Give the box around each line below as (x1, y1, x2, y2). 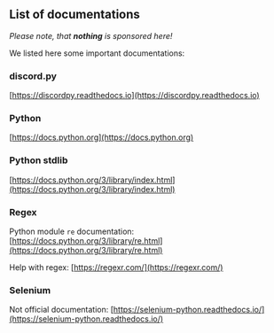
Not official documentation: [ (9, 305, 114, 315)
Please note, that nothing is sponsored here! (9, 30, 173, 41)
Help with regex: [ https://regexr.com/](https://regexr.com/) (9, 262, 223, 273)
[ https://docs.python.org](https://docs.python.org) (9, 132, 194, 143)
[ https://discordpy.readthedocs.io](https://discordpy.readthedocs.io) (9, 90, 260, 101)
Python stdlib (9, 154, 68, 166)
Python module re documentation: (9, 226, 135, 236)
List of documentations (9, 7, 140, 22)
